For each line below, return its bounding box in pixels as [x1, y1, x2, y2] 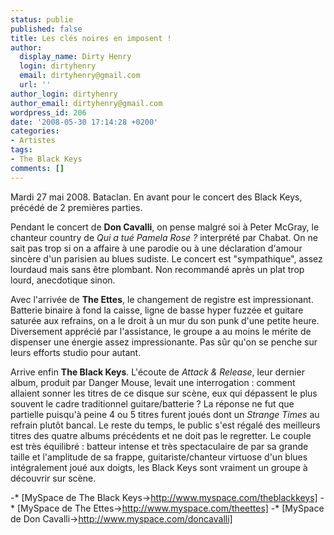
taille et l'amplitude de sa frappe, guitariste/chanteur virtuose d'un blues [10, 451, 308, 463]
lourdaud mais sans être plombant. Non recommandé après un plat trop [10, 263, 305, 275]
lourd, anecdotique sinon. [10, 274, 116, 286]
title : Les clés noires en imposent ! [10, 33, 172, 43]
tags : [10, 145, 33, 155]
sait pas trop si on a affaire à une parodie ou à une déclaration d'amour [10, 242, 303, 254]
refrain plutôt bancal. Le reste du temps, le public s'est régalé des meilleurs [10, 419, 321, 431]
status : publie [10, 14, 74, 25]
